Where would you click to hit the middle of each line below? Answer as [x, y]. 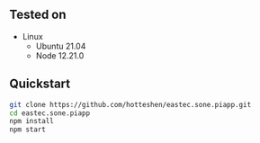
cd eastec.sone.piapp [50, 113]
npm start [28, 130]
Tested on [38, 15]
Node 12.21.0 [60, 55]
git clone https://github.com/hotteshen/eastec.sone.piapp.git [130, 104]
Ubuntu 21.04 [61, 46]
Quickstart [40, 84]
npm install [31, 121]
